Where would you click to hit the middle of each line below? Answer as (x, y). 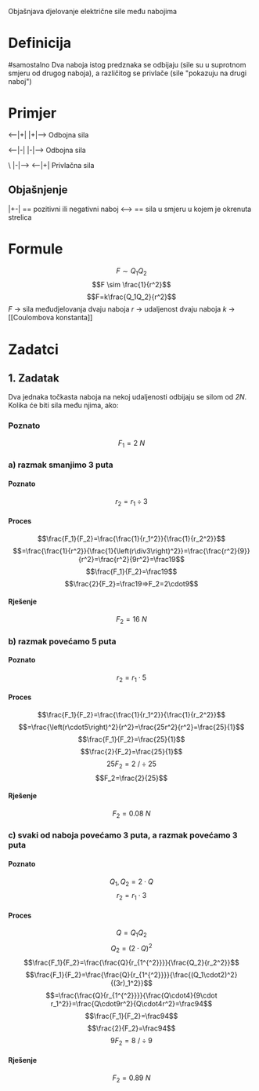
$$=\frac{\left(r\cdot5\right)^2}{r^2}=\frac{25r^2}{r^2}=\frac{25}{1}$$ (131, 727)
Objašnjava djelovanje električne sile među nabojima (93, 11)
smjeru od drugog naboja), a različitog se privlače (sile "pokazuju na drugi (128, 73)
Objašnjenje (38, 190)
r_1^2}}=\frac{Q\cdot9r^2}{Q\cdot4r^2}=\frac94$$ (131, 1003)
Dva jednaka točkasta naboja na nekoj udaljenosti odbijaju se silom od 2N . (128, 397)
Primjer (32, 113)
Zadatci (33, 349)
